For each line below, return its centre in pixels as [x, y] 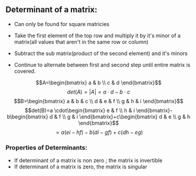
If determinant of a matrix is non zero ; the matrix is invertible [88, 161]
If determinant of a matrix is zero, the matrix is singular [81, 167]
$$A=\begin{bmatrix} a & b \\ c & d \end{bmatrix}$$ [99, 82]
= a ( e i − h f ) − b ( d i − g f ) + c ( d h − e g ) [99, 132]
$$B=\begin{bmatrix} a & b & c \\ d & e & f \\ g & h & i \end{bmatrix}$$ [99, 101]
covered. [25, 71]
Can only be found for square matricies [62, 24]
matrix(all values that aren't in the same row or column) [81, 41]
